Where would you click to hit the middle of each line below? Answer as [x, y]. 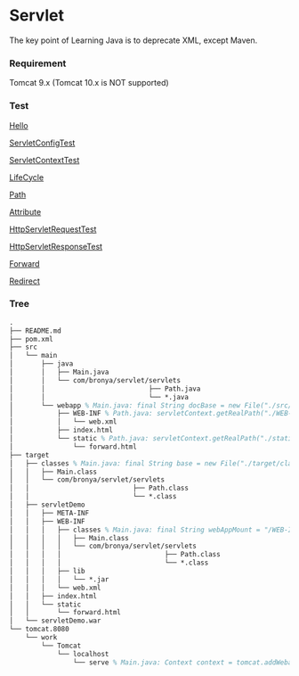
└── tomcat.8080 [39, 630]
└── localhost [83, 654]
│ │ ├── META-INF [49, 513]
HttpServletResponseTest [56, 246]
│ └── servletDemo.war [55, 621]
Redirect [24, 281]
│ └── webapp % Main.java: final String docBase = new [125, 405]
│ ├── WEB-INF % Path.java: [81, 414]
